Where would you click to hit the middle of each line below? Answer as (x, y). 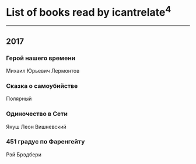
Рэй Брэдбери (24, 154)
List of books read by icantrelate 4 (89, 11)
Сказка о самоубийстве (42, 86)
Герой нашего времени (41, 58)
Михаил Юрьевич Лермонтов (43, 70)
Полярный (19, 99)
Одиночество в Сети (37, 114)
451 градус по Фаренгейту (45, 142)
